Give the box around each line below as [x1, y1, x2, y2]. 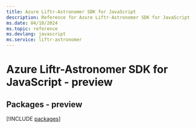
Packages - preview [6, 99, 83, 109]
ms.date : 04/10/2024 [6, 20, 58, 26]
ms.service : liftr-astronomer [6, 37, 83, 43]
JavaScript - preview [6, 76, 113, 89]
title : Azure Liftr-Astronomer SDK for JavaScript [6, 8, 136, 15]
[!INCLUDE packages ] [6, 115, 61, 122]
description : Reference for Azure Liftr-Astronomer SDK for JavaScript [6, 14, 190, 20]
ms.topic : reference [6, 25, 58, 32]
